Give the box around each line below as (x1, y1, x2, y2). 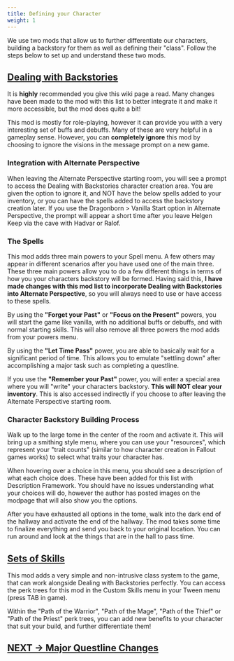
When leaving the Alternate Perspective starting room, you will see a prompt (7, 174, 227, 182)
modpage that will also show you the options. (7, 496, 138, 505)
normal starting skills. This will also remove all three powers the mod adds (7, 325, 220, 334)
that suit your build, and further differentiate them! (7, 622, 152, 631)
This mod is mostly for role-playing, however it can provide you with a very (7, 118, 223, 127)
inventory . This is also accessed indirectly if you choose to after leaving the (7, 390, 226, 398)
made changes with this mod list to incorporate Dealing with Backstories (7, 282, 222, 290)
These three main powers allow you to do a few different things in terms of (7, 267, 222, 275)
